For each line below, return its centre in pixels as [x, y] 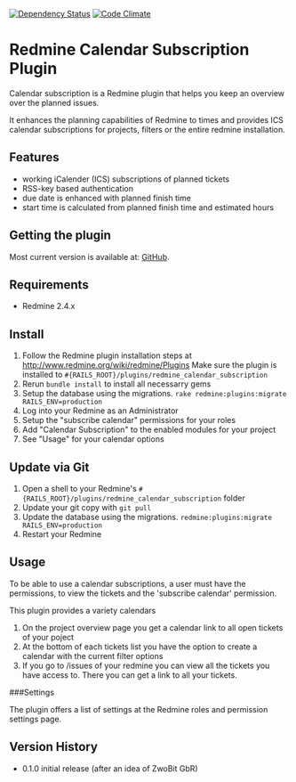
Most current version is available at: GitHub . [89, 257]
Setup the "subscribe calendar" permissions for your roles [129, 420]
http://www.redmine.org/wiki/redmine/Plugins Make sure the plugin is [149, 365]
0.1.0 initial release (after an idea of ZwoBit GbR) [110, 768]
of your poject [48, 637]
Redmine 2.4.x [48, 306]
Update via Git [49, 467]
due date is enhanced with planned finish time [106, 198]
